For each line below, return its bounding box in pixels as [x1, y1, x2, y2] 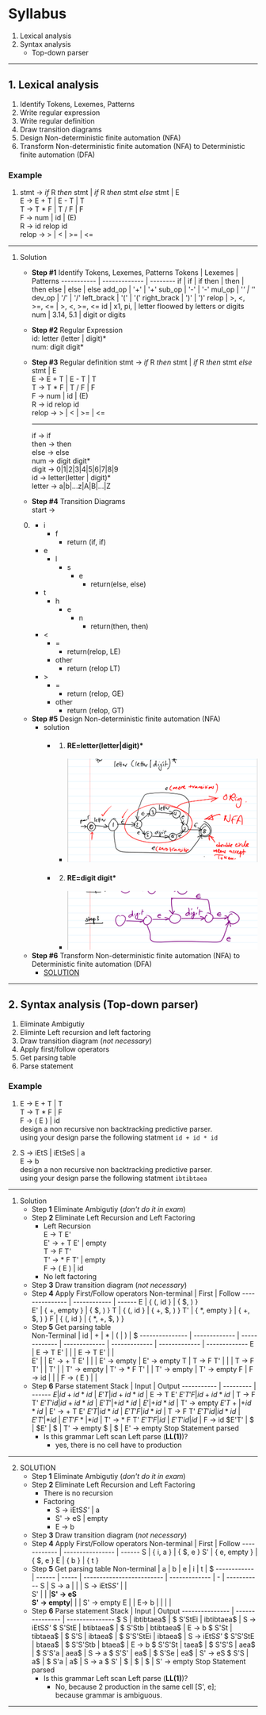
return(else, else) [90, 579, 146, 589]
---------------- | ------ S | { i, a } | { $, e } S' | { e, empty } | [63, 1547, 258, 1556]
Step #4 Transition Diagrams [31, 497, 126, 506]
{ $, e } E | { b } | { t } [31, 1555, 99, 1565]
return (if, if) [66, 537, 107, 547]
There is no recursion [43, 1488, 113, 1498]
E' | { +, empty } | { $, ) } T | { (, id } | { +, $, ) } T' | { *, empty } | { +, [31, 1305, 250, 1315]
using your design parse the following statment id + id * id [19, 1133, 218, 1142]
